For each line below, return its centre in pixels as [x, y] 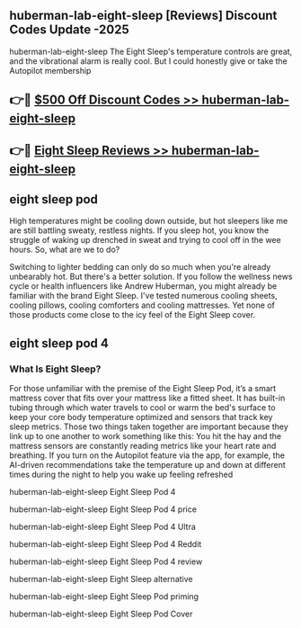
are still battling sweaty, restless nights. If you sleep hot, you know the [139, 230]
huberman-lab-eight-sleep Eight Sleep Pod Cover [101, 614]
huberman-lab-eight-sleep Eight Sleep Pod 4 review [106, 561]
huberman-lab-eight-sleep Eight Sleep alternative [101, 579]
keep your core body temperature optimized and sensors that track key [141, 417]
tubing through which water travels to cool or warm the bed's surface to [142, 408]
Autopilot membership [50, 70]
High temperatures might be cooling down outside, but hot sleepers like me [149, 221]
